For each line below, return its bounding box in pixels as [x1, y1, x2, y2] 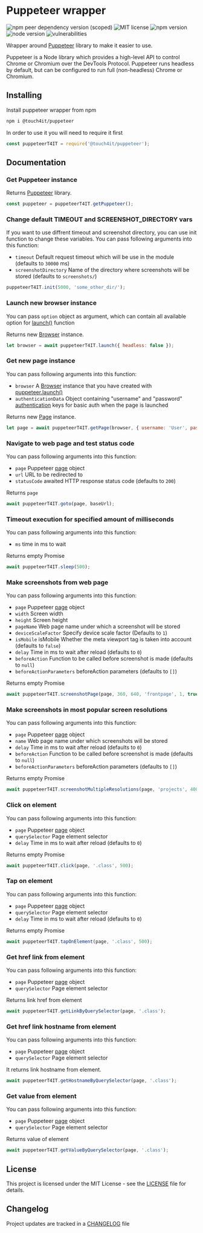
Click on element [6, 801, 57, 809]
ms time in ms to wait [14, 540, 66, 548]
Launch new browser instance [6, 299, 97, 307]
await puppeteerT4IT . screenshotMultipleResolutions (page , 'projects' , [6, 786, 188, 792]
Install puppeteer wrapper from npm [6, 106, 97, 114]
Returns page [6, 489, 38, 496]
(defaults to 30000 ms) [14, 260, 70, 267]
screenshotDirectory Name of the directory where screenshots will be [14, 267, 190, 274]
